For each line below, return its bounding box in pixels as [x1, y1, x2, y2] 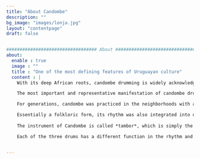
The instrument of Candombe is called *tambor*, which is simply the [17, 123, 193, 129]
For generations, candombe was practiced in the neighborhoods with [17, 101, 190, 107]
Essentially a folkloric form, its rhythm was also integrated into [17, 112, 190, 118]
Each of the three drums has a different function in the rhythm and [17, 133, 193, 139]
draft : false [6, 31, 39, 37]
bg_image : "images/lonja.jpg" [6, 20, 82, 26]
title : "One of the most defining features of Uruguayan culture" [11, 69, 183, 75]
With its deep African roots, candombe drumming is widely [17, 79, 167, 86]
